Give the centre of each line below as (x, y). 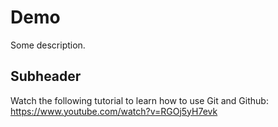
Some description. (48, 45)
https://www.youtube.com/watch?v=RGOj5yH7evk (114, 111)
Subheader (46, 76)
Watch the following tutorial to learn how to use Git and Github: (139, 100)
